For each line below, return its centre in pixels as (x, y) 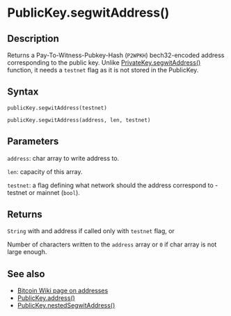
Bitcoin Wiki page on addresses (63, 291)
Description (33, 39)
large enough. (27, 252)
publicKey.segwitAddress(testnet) (57, 108)
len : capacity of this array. (45, 171)
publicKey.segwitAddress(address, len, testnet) (79, 120)
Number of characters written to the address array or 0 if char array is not (112, 244)
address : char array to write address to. (63, 158)
